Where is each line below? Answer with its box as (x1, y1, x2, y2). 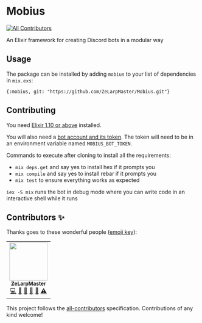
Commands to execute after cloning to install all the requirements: (6, 151, 172, 159)
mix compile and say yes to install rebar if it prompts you (15, 170, 157, 177)
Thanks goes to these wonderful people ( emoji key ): (6, 228, 138, 236)
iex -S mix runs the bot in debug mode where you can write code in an (6, 188, 186, 195)
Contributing (6, 105, 56, 115)
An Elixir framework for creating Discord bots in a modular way (6, 36, 164, 43)
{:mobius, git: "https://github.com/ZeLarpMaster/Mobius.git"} (6, 89, 170, 95)
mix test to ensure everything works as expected (15, 176, 140, 184)
